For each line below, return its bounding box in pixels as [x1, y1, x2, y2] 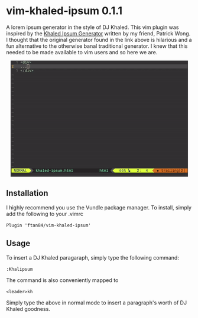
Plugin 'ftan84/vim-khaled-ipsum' [6, 222, 92, 228]
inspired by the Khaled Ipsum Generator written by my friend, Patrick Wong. [6, 29, 191, 37]
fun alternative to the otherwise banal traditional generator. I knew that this [6, 42, 188, 50]
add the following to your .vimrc [6, 210, 84, 217]
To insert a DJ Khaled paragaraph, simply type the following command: [6, 254, 179, 261]
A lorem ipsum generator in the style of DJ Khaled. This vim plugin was [6, 24, 179, 31]
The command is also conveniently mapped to [6, 276, 119, 284]
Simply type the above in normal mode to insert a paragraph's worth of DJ [6, 299, 187, 306]
